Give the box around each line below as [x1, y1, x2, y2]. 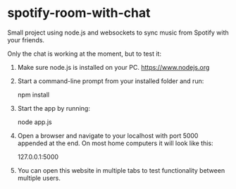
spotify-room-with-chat [7, 5, 151, 21]
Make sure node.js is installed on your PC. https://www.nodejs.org [17, 63, 210, 71]
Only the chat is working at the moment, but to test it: [7, 49, 162, 58]
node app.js [17, 118, 52, 126]
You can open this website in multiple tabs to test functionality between [17, 166, 225, 174]
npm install [17, 90, 50, 99]
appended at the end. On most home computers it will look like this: [17, 139, 213, 147]
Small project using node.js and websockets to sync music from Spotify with [7, 28, 229, 37]
